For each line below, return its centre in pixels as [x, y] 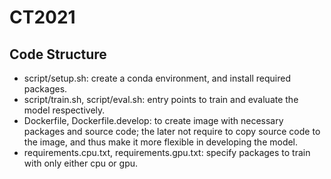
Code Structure [58, 54]
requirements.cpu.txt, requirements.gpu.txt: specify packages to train [167, 152]
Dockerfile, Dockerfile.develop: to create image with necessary [153, 120]
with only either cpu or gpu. [81, 163]
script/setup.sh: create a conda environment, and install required [157, 78]
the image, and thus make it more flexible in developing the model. [161, 142]
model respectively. [64, 110]
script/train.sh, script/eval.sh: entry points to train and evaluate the [161, 99]
